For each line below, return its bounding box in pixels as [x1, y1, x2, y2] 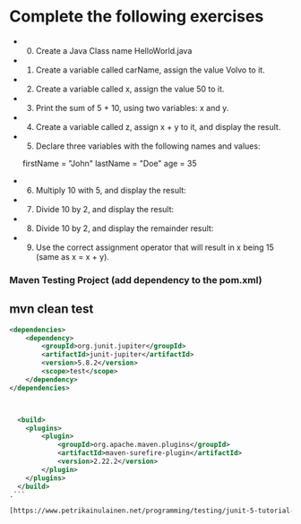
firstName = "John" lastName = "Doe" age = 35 [21, 158, 197, 168]
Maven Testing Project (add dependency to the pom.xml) [9, 273, 262, 286]
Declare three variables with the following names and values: [35, 141, 261, 151]
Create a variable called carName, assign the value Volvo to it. [35, 64, 266, 75]
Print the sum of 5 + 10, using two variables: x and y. [35, 102, 229, 113]
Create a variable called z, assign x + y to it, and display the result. [35, 121, 281, 132]
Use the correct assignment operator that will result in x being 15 [35, 242, 275, 253]
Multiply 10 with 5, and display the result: [35, 185, 186, 195]
